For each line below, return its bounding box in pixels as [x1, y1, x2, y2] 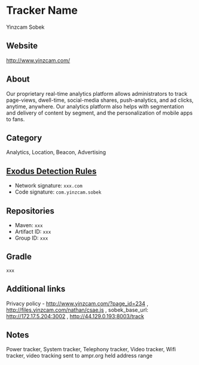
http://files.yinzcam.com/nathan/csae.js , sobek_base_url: [6, 306, 148, 313]
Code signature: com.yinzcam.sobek [14, 188, 102, 195]
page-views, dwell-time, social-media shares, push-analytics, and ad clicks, [6, 96, 194, 104]
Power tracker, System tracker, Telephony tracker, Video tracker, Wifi [6, 346, 176, 353]
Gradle [6, 252, 32, 262]
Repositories [6, 206, 55, 216]
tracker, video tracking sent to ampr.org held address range [6, 352, 153, 360]
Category [6, 132, 42, 143]
